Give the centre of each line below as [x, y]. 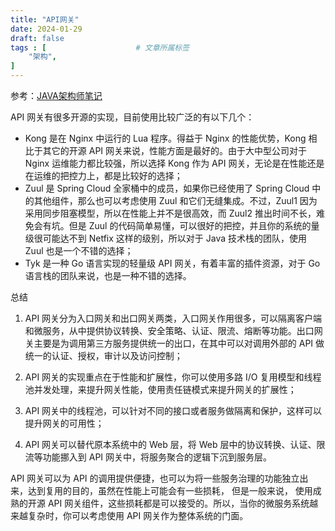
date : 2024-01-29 [46, 29]
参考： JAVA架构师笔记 [56, 95]
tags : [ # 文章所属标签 [100, 47]
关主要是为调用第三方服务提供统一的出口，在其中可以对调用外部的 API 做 [174, 343]
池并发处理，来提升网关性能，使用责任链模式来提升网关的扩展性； [160, 389]
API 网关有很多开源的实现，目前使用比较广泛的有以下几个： [132, 117]
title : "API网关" [45, 19]
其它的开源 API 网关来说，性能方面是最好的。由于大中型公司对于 [175, 150]
